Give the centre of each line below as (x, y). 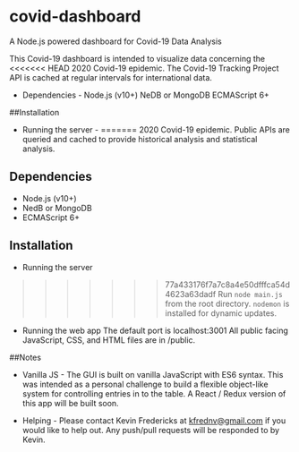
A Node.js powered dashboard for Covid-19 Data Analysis (115, 41)
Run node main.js (251, 294)
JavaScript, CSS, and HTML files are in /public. (109, 340)
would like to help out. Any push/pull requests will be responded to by (151, 430)
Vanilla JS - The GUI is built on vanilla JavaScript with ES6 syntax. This (153, 374)
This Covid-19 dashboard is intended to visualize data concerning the (137, 58)
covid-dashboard (75, 17)
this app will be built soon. (70, 403)
